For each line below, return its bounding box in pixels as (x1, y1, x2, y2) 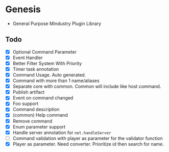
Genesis (5, 4, 41, 15)
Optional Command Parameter (12, 48, 77, 55)
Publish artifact (12, 89, 45, 95)
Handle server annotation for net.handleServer (12, 129, 111, 136)
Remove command (12, 118, 53, 124)
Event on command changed (12, 95, 74, 101)
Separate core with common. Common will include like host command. (12, 83, 161, 90)
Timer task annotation (12, 66, 59, 72)
